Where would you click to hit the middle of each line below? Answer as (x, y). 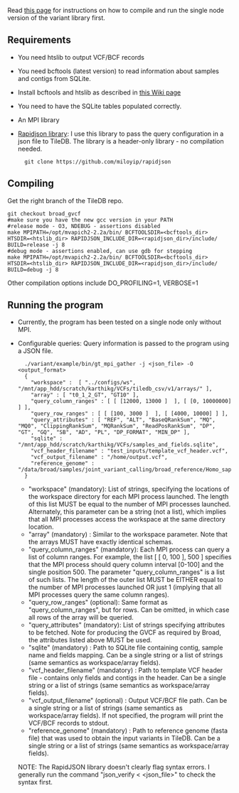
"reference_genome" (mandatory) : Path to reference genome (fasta (128, 730)
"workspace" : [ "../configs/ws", (84, 383)
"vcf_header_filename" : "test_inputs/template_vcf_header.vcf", (130, 451)
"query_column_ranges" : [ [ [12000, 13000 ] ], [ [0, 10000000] (131, 401)
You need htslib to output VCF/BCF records (81, 57)
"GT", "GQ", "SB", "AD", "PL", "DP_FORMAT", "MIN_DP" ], (104, 433)
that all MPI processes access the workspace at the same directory (127, 519)
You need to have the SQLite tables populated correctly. (100, 106)
